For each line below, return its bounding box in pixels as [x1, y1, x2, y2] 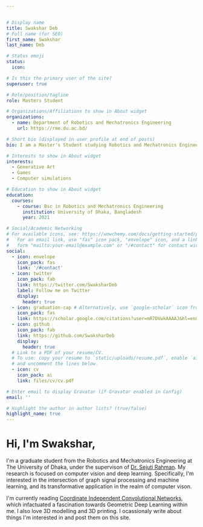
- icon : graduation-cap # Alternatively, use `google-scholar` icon [11, 304, 188, 310]
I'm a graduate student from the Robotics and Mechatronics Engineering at [6, 457, 192, 465]
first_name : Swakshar [6, 36, 61, 42]
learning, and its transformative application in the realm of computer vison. [6, 483, 192, 490]
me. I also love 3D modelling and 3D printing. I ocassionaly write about [6, 508, 182, 515]
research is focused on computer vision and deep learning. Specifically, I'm [6, 470, 195, 477]
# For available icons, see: [6, 231, 80, 237]
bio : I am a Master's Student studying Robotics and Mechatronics [6, 142, 177, 148]
